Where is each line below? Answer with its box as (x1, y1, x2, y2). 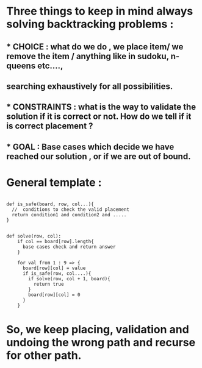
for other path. (6, 349, 82, 362)
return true (33, 281, 64, 287)
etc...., (37, 60, 63, 71)
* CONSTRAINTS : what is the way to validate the (6, 102, 197, 112)
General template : (6, 175, 102, 189)
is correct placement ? (6, 121, 93, 132)
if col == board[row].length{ (17, 238, 95, 244)
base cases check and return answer (22, 244, 116, 250)
